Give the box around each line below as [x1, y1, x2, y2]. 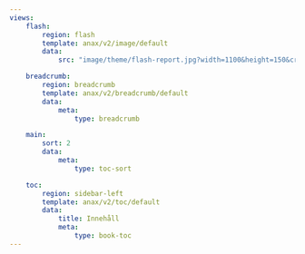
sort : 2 [42, 139, 71, 148]
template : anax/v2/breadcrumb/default [42, 88, 189, 98]
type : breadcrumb [74, 114, 141, 123]
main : [25, 131, 47, 140]
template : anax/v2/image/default [42, 38, 169, 48]
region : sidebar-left [42, 189, 124, 198]
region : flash [42, 30, 95, 39]
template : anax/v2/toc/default [42, 197, 161, 207]
